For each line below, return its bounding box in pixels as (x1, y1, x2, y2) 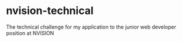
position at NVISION (6, 29, 54, 36)
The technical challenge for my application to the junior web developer (6, 23, 177, 30)
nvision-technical (6, 4, 94, 17)
